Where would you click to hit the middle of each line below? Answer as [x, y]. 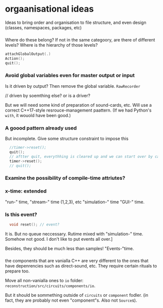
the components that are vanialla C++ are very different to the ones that [77, 260]
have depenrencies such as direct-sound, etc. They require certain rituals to [81, 266]
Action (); [15, 58]
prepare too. [17, 271]
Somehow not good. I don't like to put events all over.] [59, 239]
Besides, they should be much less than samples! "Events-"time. [70, 248]
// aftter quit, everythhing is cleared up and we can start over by [81, 156]
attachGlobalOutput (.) [28, 54]
